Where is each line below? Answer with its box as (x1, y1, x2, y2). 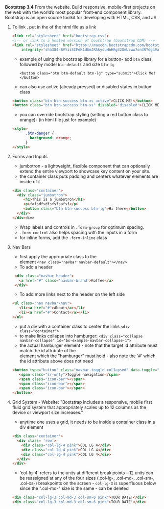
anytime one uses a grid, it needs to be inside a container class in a (19, 419, 155, 425)
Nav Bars (12, 244, 31, 250)
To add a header (19, 264, 53, 270)
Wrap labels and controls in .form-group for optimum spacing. (19, 224, 144, 230)
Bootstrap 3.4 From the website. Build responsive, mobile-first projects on (5, 4, 156, 10)
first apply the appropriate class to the (19, 253, 97, 259)
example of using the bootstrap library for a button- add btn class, (19, 56, 153, 62)
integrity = (21, 47, 44, 52)
